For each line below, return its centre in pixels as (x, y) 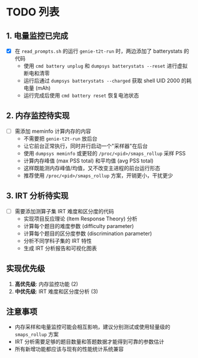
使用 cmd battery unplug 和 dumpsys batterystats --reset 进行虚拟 (106, 66)
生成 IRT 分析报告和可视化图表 (60, 248)
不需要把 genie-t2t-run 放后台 (60, 138)
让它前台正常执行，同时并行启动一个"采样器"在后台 (85, 146)
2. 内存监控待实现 (38, 116)
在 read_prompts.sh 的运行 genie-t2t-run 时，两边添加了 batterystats (98, 51)
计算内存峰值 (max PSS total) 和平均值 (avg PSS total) (88, 161)
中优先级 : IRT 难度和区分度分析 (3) (56, 291)
